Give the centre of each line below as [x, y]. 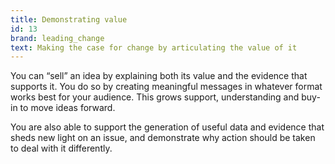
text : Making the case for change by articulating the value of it [154, 47]
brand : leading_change [57, 38]
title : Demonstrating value [69, 19]
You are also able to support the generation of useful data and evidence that [167, 127]
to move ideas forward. [67, 108]
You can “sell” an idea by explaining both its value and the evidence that [159, 76]
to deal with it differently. [61, 148]
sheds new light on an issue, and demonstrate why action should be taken [163, 138]
